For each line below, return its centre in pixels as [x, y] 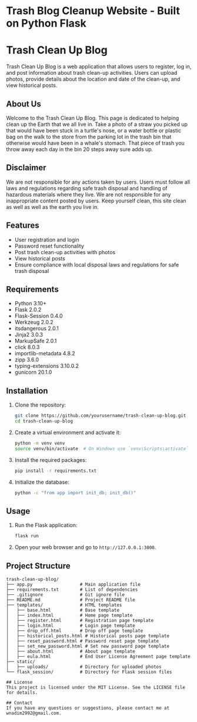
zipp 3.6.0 [27, 360]
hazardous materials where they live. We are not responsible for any [89, 194]
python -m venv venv [40, 443]
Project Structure [38, 566]
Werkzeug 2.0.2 [34, 322]
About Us [24, 104]
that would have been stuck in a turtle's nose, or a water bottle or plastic [94, 130]
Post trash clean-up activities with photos [65, 252]
